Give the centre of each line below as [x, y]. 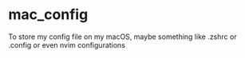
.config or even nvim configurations [67, 44]
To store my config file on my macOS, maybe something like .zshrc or [122, 37]
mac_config [48, 15]
